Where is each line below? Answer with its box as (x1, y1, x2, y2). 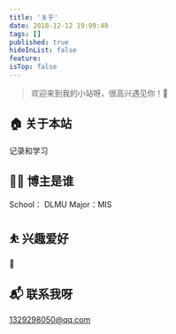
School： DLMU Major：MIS (9, 198, 112, 209)
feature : (9, 54, 42, 63)
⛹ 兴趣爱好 (9, 231, 69, 246)
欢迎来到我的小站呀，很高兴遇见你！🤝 (30, 88, 168, 98)
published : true (9, 37, 69, 47)
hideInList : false (9, 46, 77, 55)
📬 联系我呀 (9, 286, 73, 301)
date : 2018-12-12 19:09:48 (9, 21, 109, 30)
